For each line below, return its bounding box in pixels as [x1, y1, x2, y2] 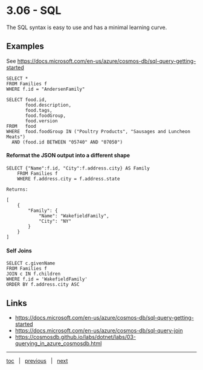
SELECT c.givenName [6, 260, 56, 266]
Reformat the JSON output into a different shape [6, 152, 130, 159]
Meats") [6, 134, 26, 140]
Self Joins [6, 246, 32, 254]
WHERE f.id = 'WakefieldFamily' [6, 276, 88, 282]
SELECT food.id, [6, 96, 47, 103]
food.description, [25, 102, 71, 108]
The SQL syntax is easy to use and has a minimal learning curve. [6, 24, 167, 31]
